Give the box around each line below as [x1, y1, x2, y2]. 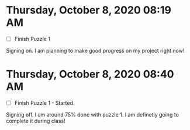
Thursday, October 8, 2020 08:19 [6, 4, 171, 17]
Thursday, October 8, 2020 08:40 [6, 68, 174, 81]
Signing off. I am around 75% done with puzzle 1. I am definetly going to [6, 111, 179, 118]
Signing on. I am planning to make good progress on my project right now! [6, 47, 185, 54]
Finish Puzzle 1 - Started [14, 99, 74, 106]
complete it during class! [6, 118, 65, 124]
